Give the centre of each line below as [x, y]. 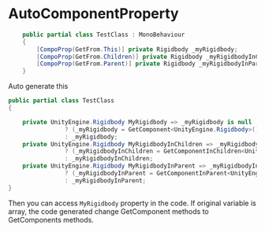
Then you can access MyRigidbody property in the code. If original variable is [132, 203]
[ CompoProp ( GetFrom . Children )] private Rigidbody [119, 57]
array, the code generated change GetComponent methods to [108, 211]
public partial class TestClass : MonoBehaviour [104, 35]
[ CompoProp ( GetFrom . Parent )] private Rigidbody [116, 64]
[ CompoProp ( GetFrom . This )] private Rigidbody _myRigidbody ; [137, 49]
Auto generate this [38, 87]
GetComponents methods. [51, 219]
